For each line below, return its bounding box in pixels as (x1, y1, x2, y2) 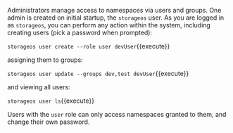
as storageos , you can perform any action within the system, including (7, 21, 211, 29)
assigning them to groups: (7, 56, 83, 64)
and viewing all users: (7, 83, 70, 91)
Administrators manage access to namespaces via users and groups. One (7, 6, 222, 14)
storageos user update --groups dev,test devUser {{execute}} (7, 70, 189, 77)
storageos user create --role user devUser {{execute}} (7, 42, 170, 50)
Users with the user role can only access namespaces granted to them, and (7, 110, 227, 118)
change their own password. (7, 118, 90, 126)
